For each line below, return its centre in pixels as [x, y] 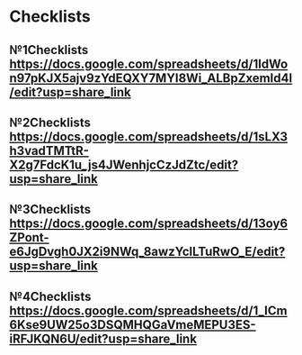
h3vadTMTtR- [49, 150]
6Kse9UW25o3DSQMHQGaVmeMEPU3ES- [133, 325]
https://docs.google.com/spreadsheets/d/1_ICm [148, 310]
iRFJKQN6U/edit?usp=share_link [103, 338]
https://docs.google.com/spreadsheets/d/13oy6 [149, 224]
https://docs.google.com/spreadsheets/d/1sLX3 [149, 137]
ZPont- [29, 237]
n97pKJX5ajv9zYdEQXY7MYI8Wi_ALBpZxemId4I [151, 78]
